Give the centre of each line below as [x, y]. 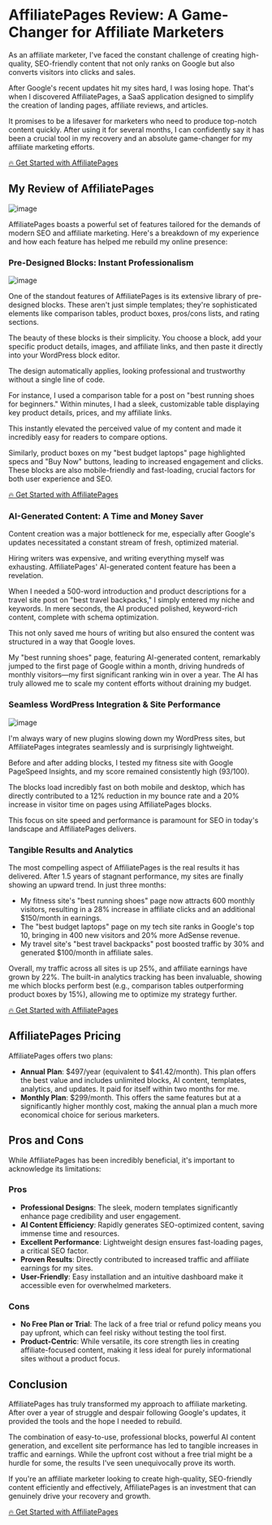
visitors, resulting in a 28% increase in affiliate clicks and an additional [138, 909]
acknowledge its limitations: [55, 1168]
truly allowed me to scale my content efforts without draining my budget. [130, 684]
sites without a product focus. [70, 1359]
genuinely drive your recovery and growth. [80, 1496]
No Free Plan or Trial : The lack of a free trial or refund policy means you [140, 1324]
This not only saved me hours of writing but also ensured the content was [132, 633]
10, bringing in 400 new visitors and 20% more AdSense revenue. [130, 935]
